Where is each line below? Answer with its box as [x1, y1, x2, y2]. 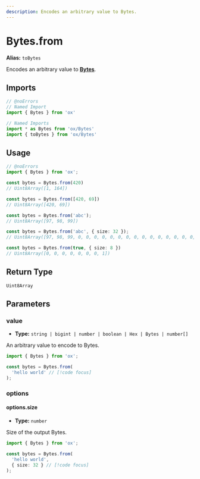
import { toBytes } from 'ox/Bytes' [6, 132, 97, 137]
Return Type [6, 267, 53, 277]
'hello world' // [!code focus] [11, 370, 92, 375]
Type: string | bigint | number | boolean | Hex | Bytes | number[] [14, 330, 189, 337]
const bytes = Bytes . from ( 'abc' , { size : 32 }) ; [6, 228, 129, 235]
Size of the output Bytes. [6, 429, 67, 436]
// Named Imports [6, 120, 49, 126]
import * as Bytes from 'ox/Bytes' [6, 126, 95, 132]
